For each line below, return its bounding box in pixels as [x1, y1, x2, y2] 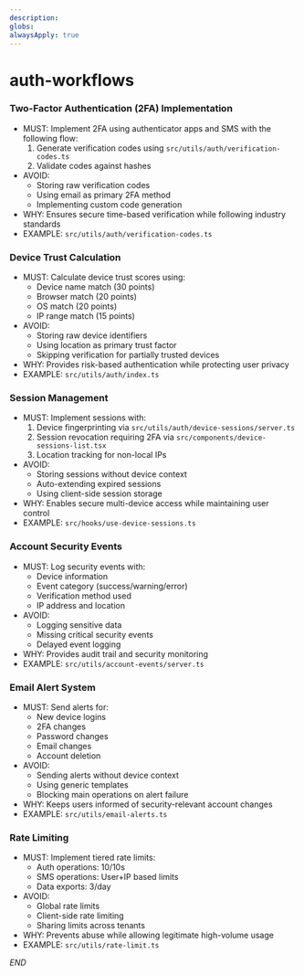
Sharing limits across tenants [36, 920, 146, 931]
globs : [9, 22, 35, 31]
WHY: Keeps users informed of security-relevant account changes [22, 799, 273, 810]
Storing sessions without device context [36, 469, 187, 480]
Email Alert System [9, 681, 96, 694]
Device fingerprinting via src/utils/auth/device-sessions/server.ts [36, 422, 295, 433]
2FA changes [36, 721, 87, 732]
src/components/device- [176, 433, 267, 443]
